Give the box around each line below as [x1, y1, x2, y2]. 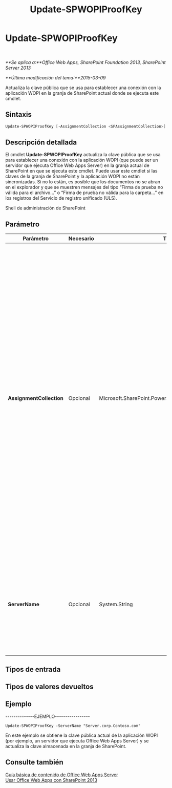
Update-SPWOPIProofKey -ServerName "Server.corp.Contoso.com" [5, 723, 141, 728]
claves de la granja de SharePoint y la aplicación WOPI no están [5, 173, 140, 180]
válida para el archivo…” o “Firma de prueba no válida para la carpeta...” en [5, 189, 164, 196]
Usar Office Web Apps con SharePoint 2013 [5, 777, 97, 783]
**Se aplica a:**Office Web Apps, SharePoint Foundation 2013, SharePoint [5, 59, 166, 65]
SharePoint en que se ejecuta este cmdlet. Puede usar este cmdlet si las [5, 168, 158, 174]
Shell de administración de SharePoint [5, 205, 86, 211]
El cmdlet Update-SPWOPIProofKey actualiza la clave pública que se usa [5, 152, 161, 158]
